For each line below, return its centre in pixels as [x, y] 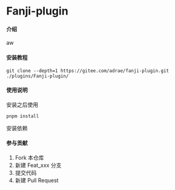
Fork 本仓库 [29, 158]
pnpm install [23, 116]
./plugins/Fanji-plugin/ [38, 76]
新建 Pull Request [37, 180]
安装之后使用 [22, 105]
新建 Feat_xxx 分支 [38, 165]
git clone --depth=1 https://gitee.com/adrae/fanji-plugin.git [88, 71]
